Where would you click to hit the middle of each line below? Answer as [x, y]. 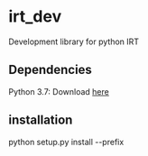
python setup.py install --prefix [66, 142]
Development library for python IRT [74, 41]
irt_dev [35, 17]
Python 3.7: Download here [59, 91]
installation [41, 120]
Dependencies [50, 70]
